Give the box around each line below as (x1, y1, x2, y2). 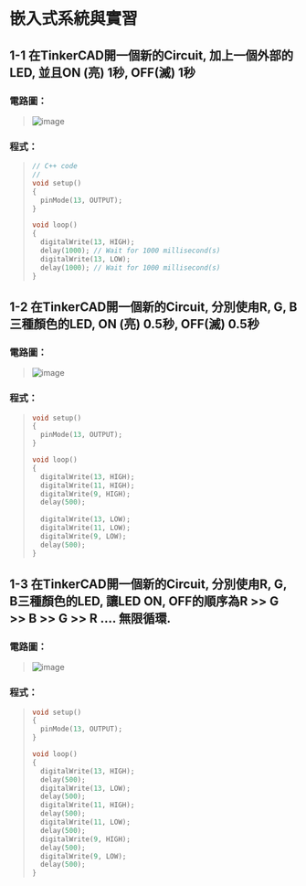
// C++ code (31, 162, 78, 171)
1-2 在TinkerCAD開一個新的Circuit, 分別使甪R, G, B (9, 299, 298, 315)
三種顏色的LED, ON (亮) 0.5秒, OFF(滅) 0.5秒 (9, 316, 260, 332)
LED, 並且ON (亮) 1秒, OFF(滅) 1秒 (9, 65, 196, 80)
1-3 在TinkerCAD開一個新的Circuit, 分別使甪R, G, (9, 576, 288, 592)
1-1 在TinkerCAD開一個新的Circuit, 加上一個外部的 (9, 48, 294, 63)
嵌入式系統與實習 (9, 8, 139, 29)
